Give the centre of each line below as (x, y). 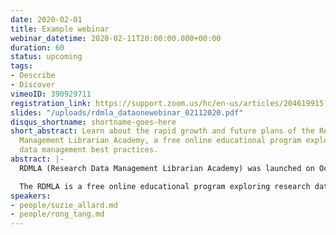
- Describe (33, 76)
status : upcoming (46, 57)
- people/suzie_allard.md (64, 205)
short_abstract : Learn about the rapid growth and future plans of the (162, 131)
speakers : (31, 196)
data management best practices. (89, 150)
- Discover (33, 85)
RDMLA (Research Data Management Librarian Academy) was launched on (167, 168)
